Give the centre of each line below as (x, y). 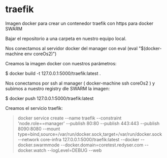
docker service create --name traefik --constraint (70, 118)
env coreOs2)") (41, 54)
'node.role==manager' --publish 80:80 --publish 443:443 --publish (89, 123)
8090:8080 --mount (39, 129)
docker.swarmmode (39, 145)
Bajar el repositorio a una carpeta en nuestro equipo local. (66, 38)
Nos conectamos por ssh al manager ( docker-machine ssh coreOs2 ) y (80, 83)
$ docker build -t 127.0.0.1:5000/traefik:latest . (53, 73)
